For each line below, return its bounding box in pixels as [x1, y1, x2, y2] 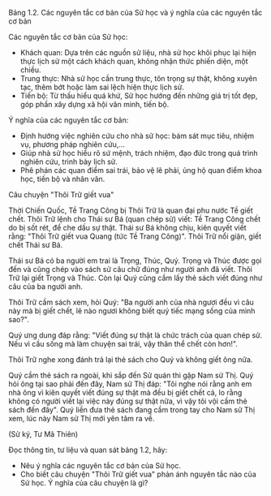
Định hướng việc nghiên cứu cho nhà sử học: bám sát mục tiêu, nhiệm [19, 131, 255, 140]
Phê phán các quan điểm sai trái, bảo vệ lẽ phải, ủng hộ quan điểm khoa [19, 166, 262, 175]
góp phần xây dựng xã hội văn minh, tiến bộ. [19, 100, 170, 109]
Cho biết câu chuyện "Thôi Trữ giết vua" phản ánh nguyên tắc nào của [19, 469, 257, 479]
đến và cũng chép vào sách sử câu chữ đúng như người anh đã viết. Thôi [8, 265, 253, 274]
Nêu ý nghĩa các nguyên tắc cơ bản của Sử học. [19, 461, 181, 470]
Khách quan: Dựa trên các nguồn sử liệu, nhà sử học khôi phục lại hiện [19, 48, 257, 57]
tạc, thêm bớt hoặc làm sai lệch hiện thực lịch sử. [19, 82, 184, 92]
